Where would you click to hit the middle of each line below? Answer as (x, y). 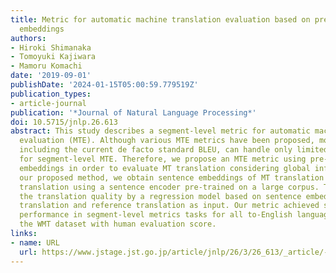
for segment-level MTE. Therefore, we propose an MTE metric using (163, 159)
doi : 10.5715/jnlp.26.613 (64, 122)
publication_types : (51, 94)
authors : (28, 38)
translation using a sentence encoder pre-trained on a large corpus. (169, 187)
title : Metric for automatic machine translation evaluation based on (160, 19)
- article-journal (48, 103)
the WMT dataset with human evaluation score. (118, 224)
